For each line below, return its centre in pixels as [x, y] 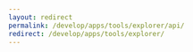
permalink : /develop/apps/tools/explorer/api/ [96, 26]
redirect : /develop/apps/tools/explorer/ [87, 33]
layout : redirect [41, 17]
